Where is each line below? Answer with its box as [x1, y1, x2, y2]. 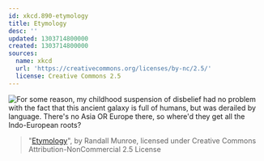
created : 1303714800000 [8, 42, 89, 50]
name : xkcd [15, 57, 53, 66]
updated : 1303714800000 [8, 34, 89, 43]
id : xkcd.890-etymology [8, 11, 89, 20]
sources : [8, 49, 38, 57]
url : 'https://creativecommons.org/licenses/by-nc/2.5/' [15, 65, 212, 73]
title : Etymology [8, 19, 67, 28]
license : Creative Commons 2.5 [15, 72, 121, 80]
